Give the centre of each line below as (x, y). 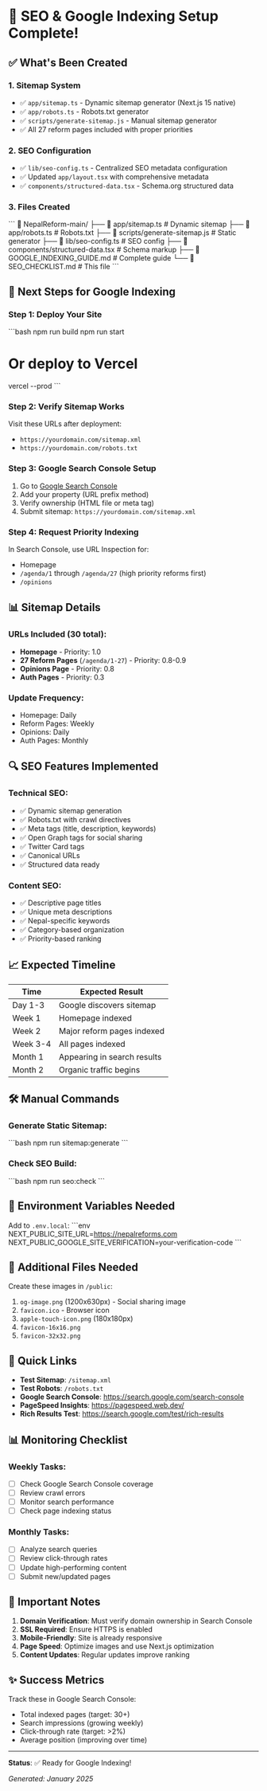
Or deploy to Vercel (73, 364)
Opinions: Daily (44, 731)
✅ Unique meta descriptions (66, 911)
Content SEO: (35, 885)
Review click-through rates (64, 1558)
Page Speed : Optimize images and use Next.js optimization (117, 1646)
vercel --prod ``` (35, 386)
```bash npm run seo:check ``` (57, 1181)
